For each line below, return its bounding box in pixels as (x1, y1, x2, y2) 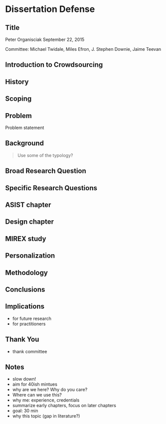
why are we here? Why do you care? (12, 387, 88, 393)
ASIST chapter (5, 200, 51, 209)
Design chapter (5, 218, 54, 226)
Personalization (5, 252, 55, 260)
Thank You (5, 335, 39, 344)
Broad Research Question (5, 167, 86, 175)
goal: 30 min (12, 408, 38, 414)
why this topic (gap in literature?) (12, 413, 80, 419)
